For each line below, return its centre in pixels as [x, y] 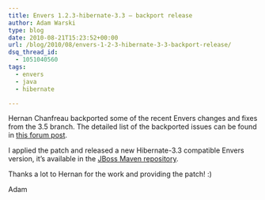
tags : [17, 67]
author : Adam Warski [42, 23]
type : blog [26, 30]
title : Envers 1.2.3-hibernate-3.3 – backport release [100, 15]
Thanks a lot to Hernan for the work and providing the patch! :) [110, 174]
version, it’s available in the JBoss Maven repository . [94, 159]
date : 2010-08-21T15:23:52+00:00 [63, 38]
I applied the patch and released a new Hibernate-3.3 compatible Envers [126, 150]
